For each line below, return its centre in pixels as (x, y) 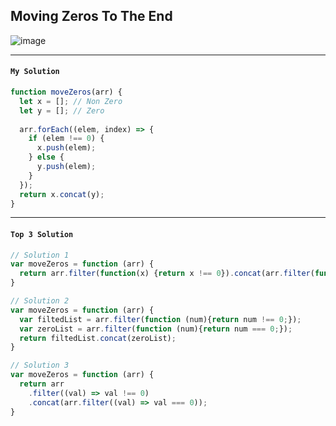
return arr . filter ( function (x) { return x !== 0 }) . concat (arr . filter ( (167, 274)
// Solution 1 (40, 255)
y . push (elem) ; (66, 167)
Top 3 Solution (42, 234)
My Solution (35, 72)
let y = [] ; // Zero (62, 110)
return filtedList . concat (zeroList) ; (98, 338)
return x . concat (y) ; (62, 194)
